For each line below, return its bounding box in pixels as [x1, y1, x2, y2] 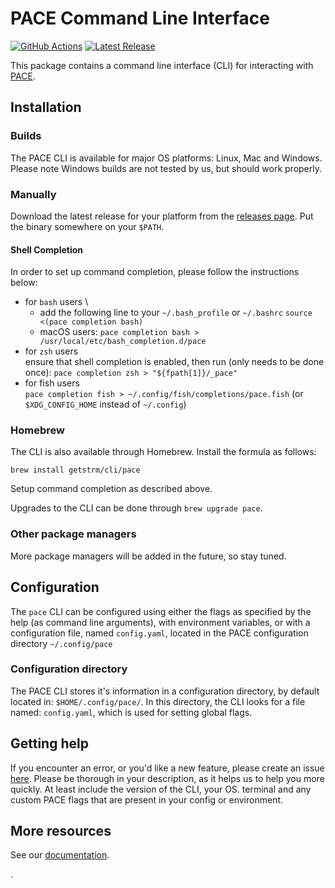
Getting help [10, 735, 89, 752]
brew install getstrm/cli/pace [10, 465, 141, 476]
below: [10, 277, 38, 289]
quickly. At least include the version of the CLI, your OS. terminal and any [10, 783, 312, 795]
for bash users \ [24, 296, 89, 308]
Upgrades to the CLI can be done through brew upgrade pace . [10, 502, 263, 514]
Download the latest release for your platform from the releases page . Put [10, 210, 314, 222]
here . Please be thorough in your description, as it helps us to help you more [10, 772, 325, 784]
